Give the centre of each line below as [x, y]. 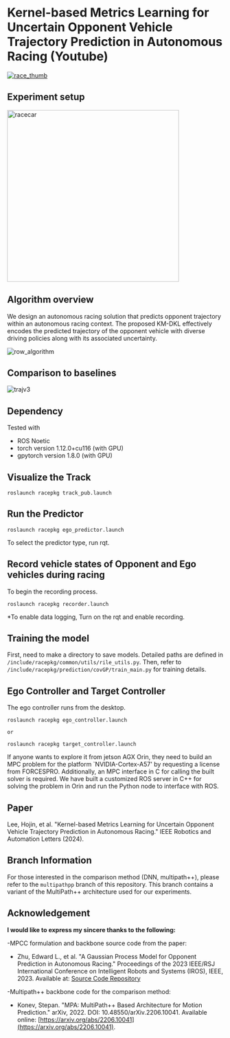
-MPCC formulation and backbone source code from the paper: [97, 943]
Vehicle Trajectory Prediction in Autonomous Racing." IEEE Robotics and [109, 832]
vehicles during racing [56, 575]
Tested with [24, 428]
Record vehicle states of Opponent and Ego [102, 564]
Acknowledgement [49, 913]
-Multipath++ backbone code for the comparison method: [89, 991]
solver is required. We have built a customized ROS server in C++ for [104, 779]
